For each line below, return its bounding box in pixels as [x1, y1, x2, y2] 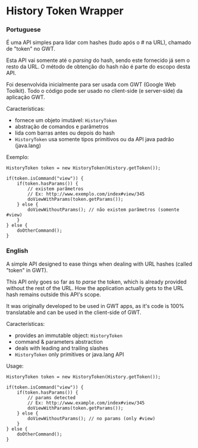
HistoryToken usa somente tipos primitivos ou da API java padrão [14, 136, 174, 143]
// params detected [27, 394, 76, 400]
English [6, 247, 29, 255]
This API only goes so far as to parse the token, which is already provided [6, 278, 187, 285]
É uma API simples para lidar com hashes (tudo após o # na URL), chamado [6, 39, 191, 46]
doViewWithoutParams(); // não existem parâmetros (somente [27, 207, 180, 213]
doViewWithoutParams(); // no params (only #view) [27, 415, 156, 421]
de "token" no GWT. [6, 45, 55, 52]
